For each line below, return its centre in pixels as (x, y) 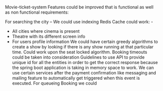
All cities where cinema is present (46, 31)
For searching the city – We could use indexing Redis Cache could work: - (79, 22)
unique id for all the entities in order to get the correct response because (85, 62)
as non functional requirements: (37, 12)
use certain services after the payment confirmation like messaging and (84, 73)
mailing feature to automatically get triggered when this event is (76, 78)
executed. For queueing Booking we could (54, 83)
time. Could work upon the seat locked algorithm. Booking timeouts (80, 52)
